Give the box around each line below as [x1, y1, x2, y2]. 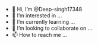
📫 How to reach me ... [11, 32, 67, 38]
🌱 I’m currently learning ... [11, 18, 75, 25]
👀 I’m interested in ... [11, 12, 62, 19]
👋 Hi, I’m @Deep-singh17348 [11, 6, 83, 12]
